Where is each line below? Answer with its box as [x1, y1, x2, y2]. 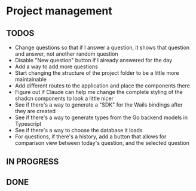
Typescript [14, 120, 42, 127]
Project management [6, 4, 112, 18]
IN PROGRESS [6, 157, 59, 167]
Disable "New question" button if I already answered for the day [14, 57, 173, 63]
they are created [14, 108, 56, 114]
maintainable [14, 76, 47, 83]
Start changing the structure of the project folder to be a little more [14, 69, 179, 76]
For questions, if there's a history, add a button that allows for [14, 133, 167, 140]
